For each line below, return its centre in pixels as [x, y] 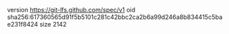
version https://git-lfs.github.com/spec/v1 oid [71, 10]
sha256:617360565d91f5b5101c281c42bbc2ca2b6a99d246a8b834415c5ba [115, 17]
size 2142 [53, 24]
